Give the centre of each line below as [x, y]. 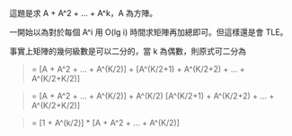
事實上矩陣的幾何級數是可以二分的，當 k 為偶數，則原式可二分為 [128, 51]
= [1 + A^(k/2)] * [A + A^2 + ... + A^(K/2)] [105, 123]
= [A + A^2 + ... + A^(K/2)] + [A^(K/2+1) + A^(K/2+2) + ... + [138, 69]
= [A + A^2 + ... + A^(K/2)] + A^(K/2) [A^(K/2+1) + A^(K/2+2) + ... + [153, 96]
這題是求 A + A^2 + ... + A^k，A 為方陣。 [84, 13]
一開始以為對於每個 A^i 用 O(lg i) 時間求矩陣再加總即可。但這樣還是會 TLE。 [149, 32]
